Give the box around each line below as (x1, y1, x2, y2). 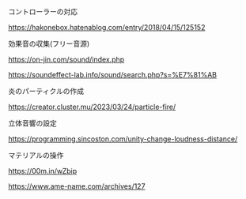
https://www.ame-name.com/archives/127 (8, 182, 146, 191)
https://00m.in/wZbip (8, 167, 78, 175)
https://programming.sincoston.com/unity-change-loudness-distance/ (8, 134, 238, 144)
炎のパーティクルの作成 (8, 86, 85, 96)
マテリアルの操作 (8, 151, 64, 160)
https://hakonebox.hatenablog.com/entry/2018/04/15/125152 (8, 23, 206, 32)
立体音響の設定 (8, 118, 57, 128)
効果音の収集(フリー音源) (8, 39, 90, 48)
